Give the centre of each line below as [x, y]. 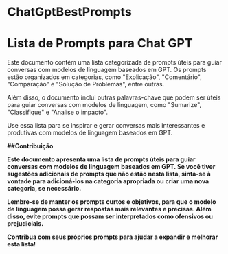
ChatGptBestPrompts [69, 12]
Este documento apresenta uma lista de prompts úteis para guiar [101, 159]
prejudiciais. [25, 224]
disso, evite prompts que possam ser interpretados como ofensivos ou [110, 216]
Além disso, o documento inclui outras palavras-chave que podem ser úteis [114, 97]
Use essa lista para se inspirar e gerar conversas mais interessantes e [106, 126]
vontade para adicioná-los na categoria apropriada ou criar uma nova [108, 181]
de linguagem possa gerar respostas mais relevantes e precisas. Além [109, 209]
